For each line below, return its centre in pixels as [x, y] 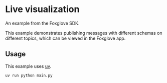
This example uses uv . [28, 66]
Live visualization [42, 9]
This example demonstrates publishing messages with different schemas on [84, 33]
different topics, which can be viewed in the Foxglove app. [65, 38]
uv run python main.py [29, 75]
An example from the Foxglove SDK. [42, 23]
